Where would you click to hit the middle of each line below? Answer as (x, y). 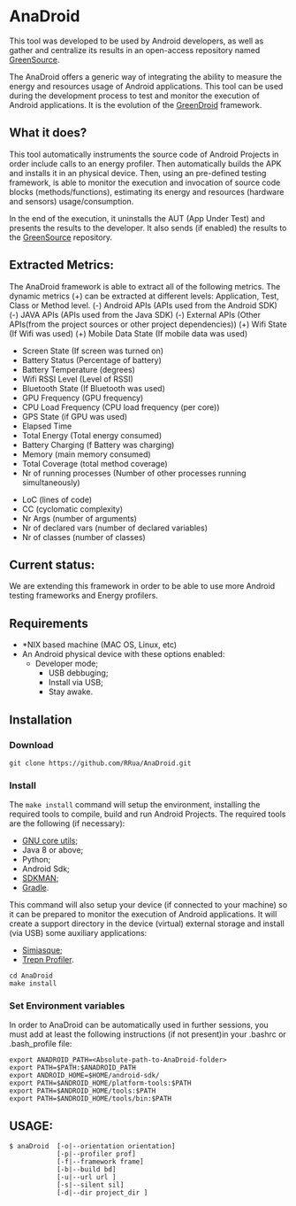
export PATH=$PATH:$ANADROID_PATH (73, 1068)
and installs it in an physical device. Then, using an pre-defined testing (138, 173)
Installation (41, 719)
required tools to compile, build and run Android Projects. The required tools (148, 814)
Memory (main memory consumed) (87, 454)
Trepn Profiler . (48, 960)
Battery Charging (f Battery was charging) (98, 445)
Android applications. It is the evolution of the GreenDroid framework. (136, 104)
